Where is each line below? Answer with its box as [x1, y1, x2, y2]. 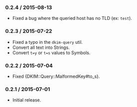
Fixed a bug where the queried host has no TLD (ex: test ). [12, 15, 132, 21]
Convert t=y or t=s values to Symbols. [12, 49, 91, 56]
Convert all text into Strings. [12, 44, 70, 50]
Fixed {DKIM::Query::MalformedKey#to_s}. [12, 73, 100, 79]
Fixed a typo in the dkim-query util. [12, 39, 83, 45]
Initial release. [12, 97, 41, 103]
